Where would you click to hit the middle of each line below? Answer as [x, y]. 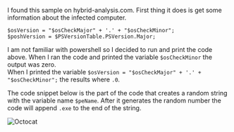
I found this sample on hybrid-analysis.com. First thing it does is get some [115, 10]
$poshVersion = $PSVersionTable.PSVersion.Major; [82, 37]
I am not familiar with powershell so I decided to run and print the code [110, 49]
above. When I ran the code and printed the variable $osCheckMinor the [110, 57]
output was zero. [32, 65]
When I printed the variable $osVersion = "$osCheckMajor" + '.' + [104, 72]
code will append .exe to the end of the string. [74, 108]
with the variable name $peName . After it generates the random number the [115, 100]
